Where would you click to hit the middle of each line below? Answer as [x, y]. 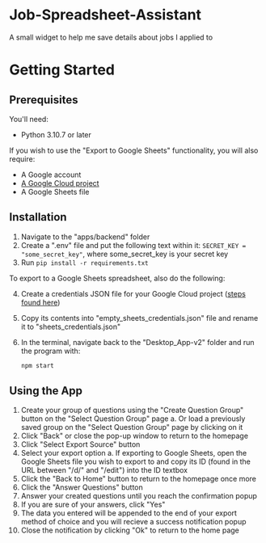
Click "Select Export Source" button [80, 444]
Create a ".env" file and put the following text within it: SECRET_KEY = [133, 245]
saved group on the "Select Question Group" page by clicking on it [132, 427]
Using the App [46, 391]
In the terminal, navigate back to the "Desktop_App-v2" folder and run [137, 342]
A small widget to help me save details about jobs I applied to [111, 37]
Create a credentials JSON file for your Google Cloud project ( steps [133, 293]
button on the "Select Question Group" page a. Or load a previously [133, 419]
